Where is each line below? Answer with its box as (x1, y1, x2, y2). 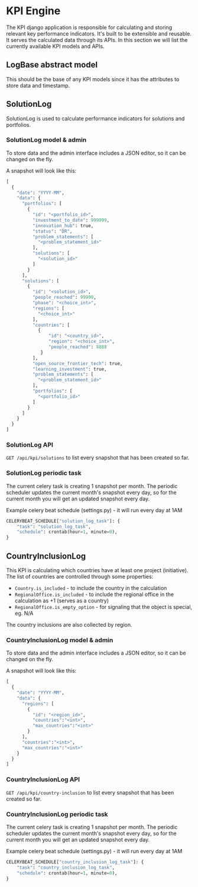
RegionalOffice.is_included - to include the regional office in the (14, 591, 174, 598)
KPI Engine (6, 4, 61, 18)
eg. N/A (14, 610, 34, 617)
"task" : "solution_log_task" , (17, 524, 92, 529)
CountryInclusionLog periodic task (6, 810, 108, 818)
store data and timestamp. (6, 82, 70, 89)
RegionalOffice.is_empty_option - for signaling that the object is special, (14, 604, 193, 611)
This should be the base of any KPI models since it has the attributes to (6, 75, 180, 82)
